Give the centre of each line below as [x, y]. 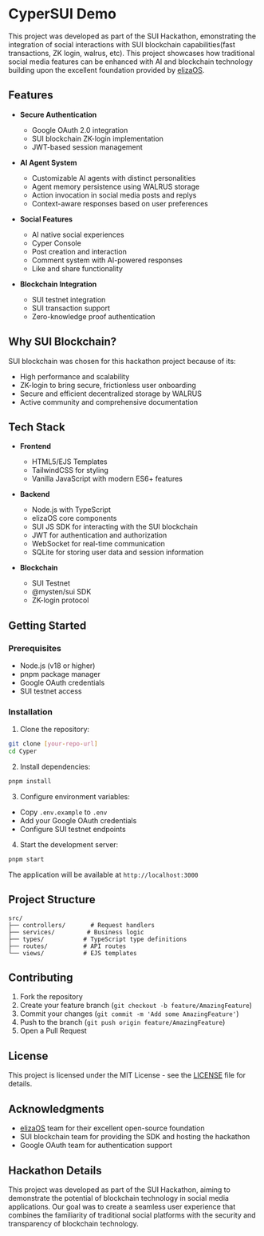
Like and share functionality [77, 268]
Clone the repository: [55, 730]
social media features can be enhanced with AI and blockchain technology [131, 62]
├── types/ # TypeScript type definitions [98, 939]
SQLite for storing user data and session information [118, 552]
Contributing [41, 978]
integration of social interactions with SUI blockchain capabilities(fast [122, 44]
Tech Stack [37, 427]
